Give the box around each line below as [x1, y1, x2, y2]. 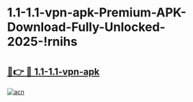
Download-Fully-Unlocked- [7, 19, 166, 35]
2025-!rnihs [7, 34, 77, 49]
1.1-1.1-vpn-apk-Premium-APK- [7, 5, 187, 21]
